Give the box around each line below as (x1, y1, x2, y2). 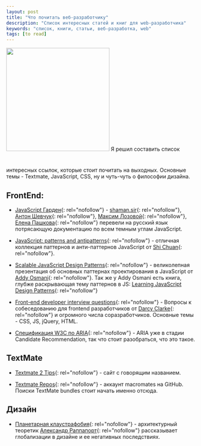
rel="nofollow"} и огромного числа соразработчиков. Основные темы (14, 311, 194, 318)
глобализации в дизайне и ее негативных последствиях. (14, 433, 160, 440)
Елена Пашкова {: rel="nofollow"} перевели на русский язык (14, 218, 168, 226)
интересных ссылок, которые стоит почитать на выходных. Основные (6, 166, 187, 174)
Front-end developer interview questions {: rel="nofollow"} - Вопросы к (14, 298, 192, 306)
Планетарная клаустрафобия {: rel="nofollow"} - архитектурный (14, 420, 178, 427)
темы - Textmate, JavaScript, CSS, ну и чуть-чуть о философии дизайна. (6, 173, 190, 180)
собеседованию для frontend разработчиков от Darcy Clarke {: (14, 304, 175, 312)
